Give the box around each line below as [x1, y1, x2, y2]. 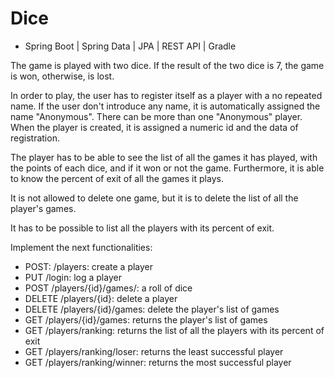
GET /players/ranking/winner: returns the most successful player [24, 356, 292, 368]
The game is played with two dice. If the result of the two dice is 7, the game [10, 59, 325, 71]
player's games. [10, 202, 77, 214]
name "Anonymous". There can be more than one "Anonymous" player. [10, 110, 303, 122]
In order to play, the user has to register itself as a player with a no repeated [10, 89, 323, 101]
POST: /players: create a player [24, 260, 154, 272]
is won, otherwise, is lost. [10, 70, 115, 82]
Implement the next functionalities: [10, 241, 153, 253]
